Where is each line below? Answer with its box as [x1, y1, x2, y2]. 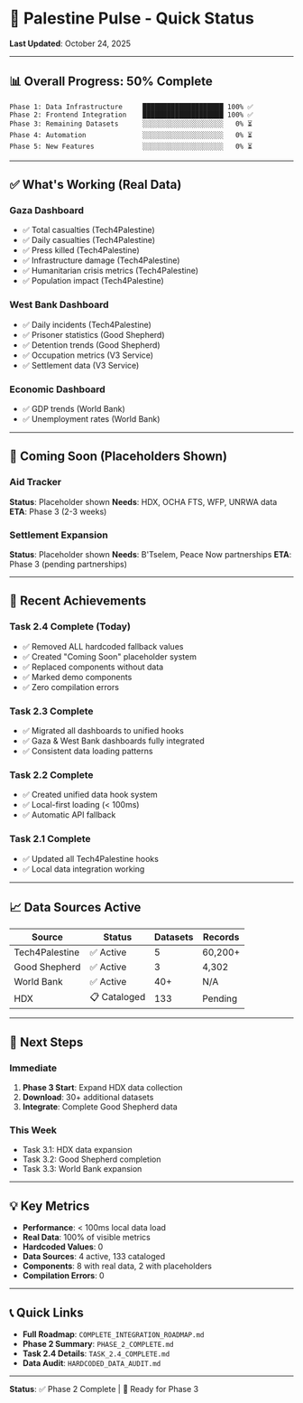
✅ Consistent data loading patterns [22, 745, 153, 756]
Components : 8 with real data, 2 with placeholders [22, 1260, 212, 1272]
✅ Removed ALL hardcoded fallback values [22, 641, 184, 651]
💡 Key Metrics [9, 1198, 90, 1213]
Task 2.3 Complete [9, 705, 94, 717]
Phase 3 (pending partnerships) [9, 559, 128, 570]
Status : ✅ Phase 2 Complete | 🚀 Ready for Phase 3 [9, 1384, 199, 1395]
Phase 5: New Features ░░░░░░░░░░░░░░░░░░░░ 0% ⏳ [9, 142, 252, 151]
